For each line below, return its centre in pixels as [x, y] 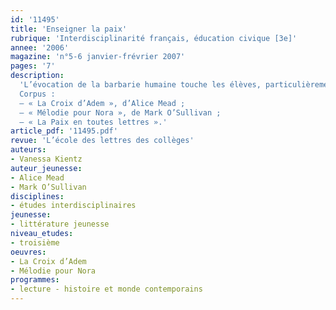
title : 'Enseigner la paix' [69, 29]
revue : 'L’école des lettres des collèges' [102, 141]
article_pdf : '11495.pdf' [64, 131]
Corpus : [37, 94]
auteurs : [28, 150]
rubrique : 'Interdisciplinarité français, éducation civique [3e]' [154, 38]
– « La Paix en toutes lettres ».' [93, 122]
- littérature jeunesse [60, 224]
